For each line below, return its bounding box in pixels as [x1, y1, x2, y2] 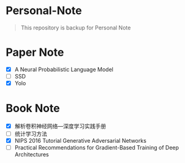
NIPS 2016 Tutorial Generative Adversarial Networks [14, 137, 146, 145]
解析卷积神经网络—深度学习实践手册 [14, 123, 107, 129]
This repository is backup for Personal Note [20, 24, 131, 31]
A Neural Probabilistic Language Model [14, 66, 114, 73]
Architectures [14, 151, 50, 158]
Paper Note [6, 45, 64, 59]
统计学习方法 [14, 130, 47, 138]
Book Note [6, 102, 60, 115]
